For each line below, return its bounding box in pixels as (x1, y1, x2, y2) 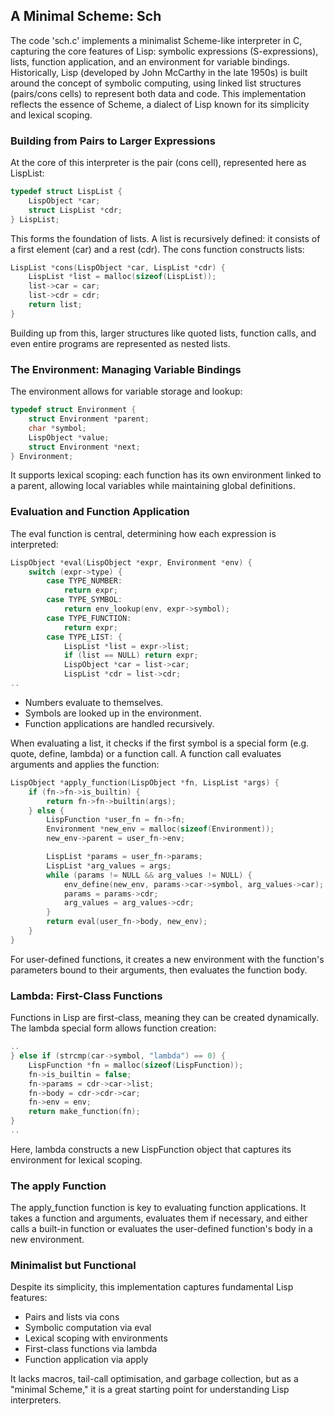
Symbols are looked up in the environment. (24, 707, 202, 719)
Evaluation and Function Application (10, 505, 190, 519)
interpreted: (10, 538, 59, 550)
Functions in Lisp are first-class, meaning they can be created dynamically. (10, 1012, 320, 1024)
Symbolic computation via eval (24, 1322, 152, 1334)
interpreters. (10, 1394, 62, 1406)
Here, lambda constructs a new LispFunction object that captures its (10, 1143, 292, 1155)
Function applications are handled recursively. (24, 717, 215, 729)
